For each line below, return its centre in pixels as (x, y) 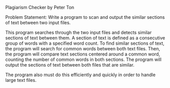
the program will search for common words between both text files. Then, (83, 49)
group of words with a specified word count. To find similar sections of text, (85, 43)
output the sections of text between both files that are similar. (70, 65)
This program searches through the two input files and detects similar (79, 32)
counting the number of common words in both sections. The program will (83, 60)
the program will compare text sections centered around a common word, (83, 54)
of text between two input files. (38, 23)
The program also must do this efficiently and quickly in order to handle (80, 75)
